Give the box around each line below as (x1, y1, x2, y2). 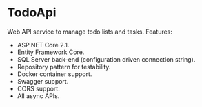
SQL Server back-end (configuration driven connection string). (17, 55, 196, 63)
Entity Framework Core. (17, 48, 85, 56)
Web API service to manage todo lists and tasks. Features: (7, 27, 172, 36)
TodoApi (7, 5, 57, 21)
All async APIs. (17, 91, 60, 100)
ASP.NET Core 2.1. (17, 40, 70, 49)
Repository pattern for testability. (17, 62, 111, 71)
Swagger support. (17, 77, 69, 85)
